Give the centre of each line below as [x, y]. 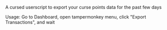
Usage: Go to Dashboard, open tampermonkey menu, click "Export [76, 17]
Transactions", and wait [30, 22]
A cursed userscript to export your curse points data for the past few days [83, 7]
